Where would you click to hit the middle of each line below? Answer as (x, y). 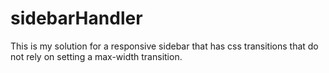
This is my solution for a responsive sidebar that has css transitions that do (164, 46)
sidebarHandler (76, 18)
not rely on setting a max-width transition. (96, 56)
